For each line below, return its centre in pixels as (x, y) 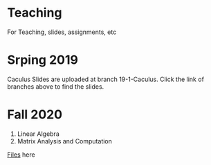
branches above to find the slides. (56, 86)
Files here (21, 155)
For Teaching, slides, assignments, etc (62, 32)
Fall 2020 (35, 115)
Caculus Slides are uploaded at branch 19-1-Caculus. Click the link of (105, 79)
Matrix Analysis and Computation (65, 141)
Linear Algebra (38, 134)
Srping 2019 (43, 60)
